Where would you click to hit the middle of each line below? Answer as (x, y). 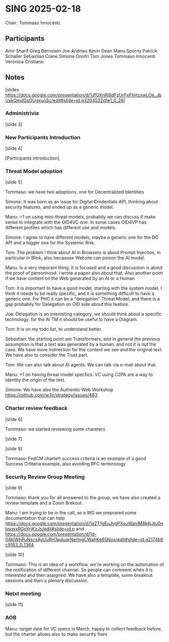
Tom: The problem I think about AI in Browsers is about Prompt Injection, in (83, 252)
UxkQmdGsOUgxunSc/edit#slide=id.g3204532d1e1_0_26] (65, 100)
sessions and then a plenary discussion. (47, 580)
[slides (12, 89)
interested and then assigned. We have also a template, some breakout (79, 575)
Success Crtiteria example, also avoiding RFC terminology (66, 464)
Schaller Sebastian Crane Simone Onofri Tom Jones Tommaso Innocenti (80, 56)
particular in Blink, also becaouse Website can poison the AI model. (75, 258)
